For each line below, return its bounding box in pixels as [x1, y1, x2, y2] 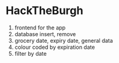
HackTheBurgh [5, 4, 84, 18]
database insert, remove [14, 30, 76, 37]
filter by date [14, 50, 47, 57]
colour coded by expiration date [14, 43, 95, 51]
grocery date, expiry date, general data [14, 37, 114, 44]
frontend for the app [14, 24, 66, 31]
